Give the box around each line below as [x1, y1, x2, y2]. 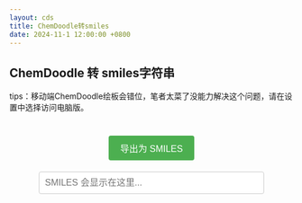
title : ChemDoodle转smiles [9, 22, 110, 31]
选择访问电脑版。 [24, 102, 88, 113]
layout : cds [9, 13, 54, 22]
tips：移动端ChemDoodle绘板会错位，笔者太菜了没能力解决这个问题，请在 [9, 91, 285, 101]
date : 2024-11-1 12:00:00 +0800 [9, 30, 131, 39]
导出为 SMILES [120, 144, 183, 154]
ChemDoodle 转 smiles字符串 [9, 65, 176, 81]
